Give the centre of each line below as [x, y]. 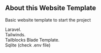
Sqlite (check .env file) [28, 45]
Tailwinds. [15, 34]
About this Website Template [50, 8]
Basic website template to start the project [48, 20]
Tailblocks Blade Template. [32, 40]
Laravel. [13, 29]
